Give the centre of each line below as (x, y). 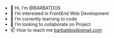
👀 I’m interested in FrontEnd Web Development (60, 13)
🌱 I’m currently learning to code (43, 19)
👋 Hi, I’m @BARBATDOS (35, 8)
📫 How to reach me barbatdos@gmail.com (56, 30)
